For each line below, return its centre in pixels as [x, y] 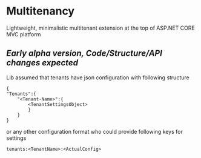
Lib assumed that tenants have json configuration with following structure [98, 77]
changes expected [42, 63]
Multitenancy [40, 11]
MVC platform [24, 34]
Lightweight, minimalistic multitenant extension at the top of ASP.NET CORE [100, 28]
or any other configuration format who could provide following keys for [94, 131]
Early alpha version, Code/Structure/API [84, 54]
